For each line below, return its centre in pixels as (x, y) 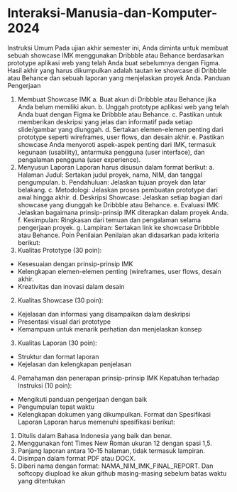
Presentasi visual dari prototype (64, 322)
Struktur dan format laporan (58, 356)
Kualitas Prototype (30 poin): (60, 250)
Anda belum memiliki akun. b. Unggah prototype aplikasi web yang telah (123, 106)
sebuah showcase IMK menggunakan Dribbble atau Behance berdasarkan (116, 55)
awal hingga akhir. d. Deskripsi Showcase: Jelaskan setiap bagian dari (120, 197)
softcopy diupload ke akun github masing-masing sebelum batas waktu (122, 473)
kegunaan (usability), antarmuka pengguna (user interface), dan (111, 152)
